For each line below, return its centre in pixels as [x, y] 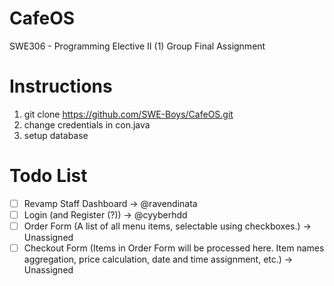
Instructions [61, 86]
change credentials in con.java [87, 124]
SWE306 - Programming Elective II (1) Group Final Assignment [137, 46]
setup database [56, 135]
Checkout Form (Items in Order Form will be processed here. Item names [174, 248]
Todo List [48, 176]
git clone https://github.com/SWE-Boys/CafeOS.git [128, 114]
